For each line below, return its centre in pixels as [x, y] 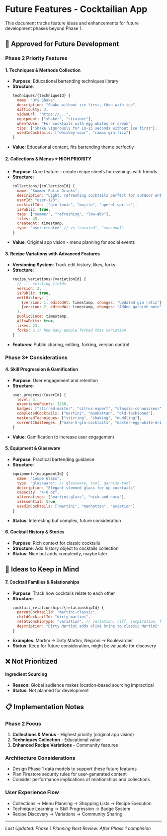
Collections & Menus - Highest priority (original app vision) [73, 735]
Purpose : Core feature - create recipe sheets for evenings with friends [85, 172]
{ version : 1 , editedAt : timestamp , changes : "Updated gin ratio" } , [93, 302]
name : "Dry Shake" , [37, 100]
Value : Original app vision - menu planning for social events [74, 242]
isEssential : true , [37, 502]
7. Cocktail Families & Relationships [42, 582]
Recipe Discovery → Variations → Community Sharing [67, 814]
